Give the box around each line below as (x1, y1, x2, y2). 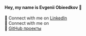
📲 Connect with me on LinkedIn (4, 15, 68, 21)
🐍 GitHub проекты (4, 25, 42, 32)
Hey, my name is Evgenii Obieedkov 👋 (4, 4, 82, 10)
